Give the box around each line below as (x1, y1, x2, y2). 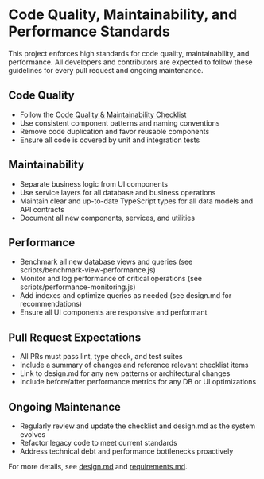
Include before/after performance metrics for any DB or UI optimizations (19, 377, 257, 387)
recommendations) (19, 299, 82, 309)
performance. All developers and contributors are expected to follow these (8, 57, 253, 67)
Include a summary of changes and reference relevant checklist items (19, 360, 249, 370)
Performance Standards (8, 22, 171, 41)
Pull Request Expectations (8, 330, 142, 344)
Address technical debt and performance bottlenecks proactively (19, 446, 234, 456)
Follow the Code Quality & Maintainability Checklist (19, 110, 187, 119)
